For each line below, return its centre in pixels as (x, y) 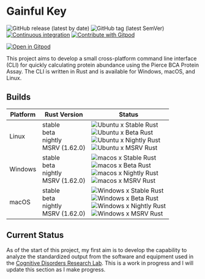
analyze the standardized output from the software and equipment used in (100, 256)
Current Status (35, 235)
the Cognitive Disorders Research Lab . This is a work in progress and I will (100, 263)
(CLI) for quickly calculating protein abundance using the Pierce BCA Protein (103, 65)
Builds (19, 97)
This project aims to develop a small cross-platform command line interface (102, 58)
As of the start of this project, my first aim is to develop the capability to (97, 250)
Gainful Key (37, 11)
